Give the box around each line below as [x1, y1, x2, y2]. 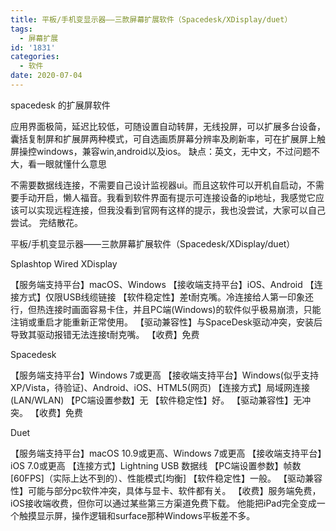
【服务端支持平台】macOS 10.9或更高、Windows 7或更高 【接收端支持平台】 [10, 447, 323, 459]
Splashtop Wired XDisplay [10, 257, 118, 270]
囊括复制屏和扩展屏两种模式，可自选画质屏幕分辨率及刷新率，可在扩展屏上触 [10, 132, 326, 145]
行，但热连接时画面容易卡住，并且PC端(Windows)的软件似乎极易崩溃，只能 [10, 303, 322, 315]
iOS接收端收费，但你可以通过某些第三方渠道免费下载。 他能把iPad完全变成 [10, 497, 317, 509]
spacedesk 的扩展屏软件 [10, 99, 111, 111]
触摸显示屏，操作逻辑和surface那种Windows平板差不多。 [18, 509, 256, 521]
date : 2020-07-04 [10, 71, 83, 81]
